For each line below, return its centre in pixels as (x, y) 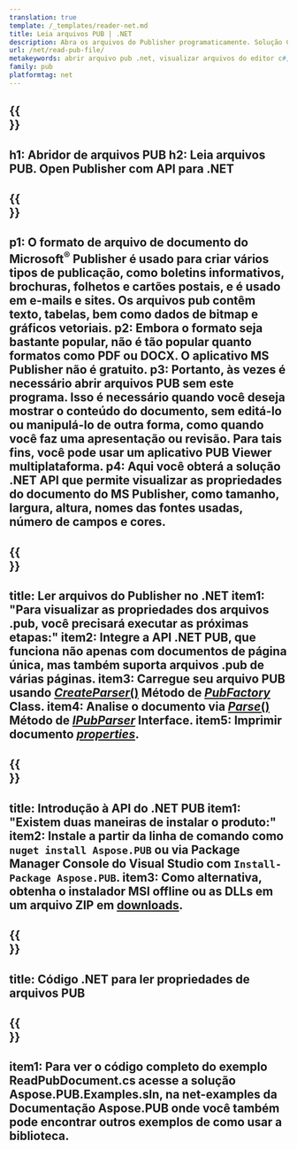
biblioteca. (39, 1136)
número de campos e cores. (88, 522)
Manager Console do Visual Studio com (120, 864)
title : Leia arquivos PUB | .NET (71, 34)
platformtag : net (41, 75)
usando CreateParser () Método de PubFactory (140, 693)
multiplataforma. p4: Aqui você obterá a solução (145, 467)
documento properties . (74, 734)
